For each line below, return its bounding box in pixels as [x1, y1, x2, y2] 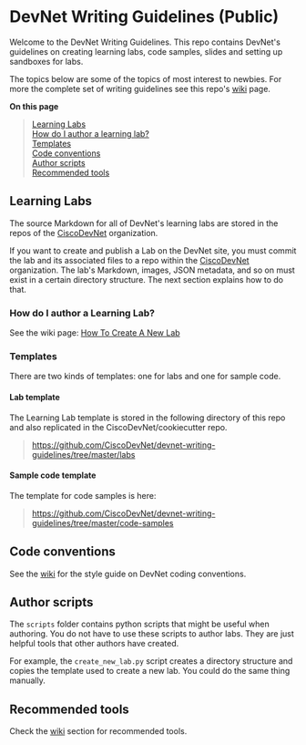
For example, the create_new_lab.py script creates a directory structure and [9, 656, 293, 667]
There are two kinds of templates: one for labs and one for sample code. [9, 371, 281, 382]
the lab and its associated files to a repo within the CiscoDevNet [9, 254, 250, 265]
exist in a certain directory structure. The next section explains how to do [9, 274, 284, 285]
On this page [9, 100, 59, 111]
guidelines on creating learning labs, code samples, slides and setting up [9, 46, 283, 57]
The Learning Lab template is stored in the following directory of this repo [9, 412, 286, 423]
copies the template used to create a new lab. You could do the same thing [9, 666, 291, 677]
